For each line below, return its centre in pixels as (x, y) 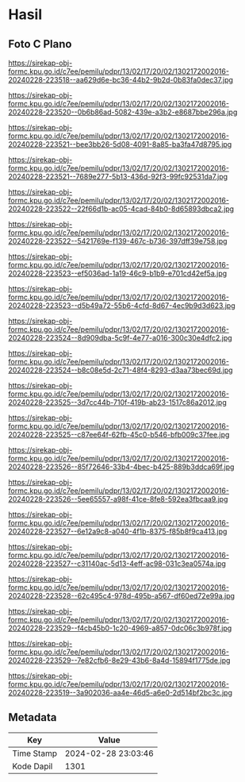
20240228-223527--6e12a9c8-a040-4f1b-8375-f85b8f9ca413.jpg (118, 531)
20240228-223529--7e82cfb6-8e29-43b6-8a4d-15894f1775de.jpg (119, 660)
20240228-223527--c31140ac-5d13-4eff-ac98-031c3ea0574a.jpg (117, 564)
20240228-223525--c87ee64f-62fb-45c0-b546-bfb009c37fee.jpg (119, 435)
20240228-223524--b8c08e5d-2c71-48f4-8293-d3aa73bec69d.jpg (121, 370)
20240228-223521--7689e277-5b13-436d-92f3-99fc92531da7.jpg (118, 177)
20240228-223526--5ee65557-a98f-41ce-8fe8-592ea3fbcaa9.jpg (118, 499)
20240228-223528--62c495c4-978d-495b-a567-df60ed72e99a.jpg (122, 596)
